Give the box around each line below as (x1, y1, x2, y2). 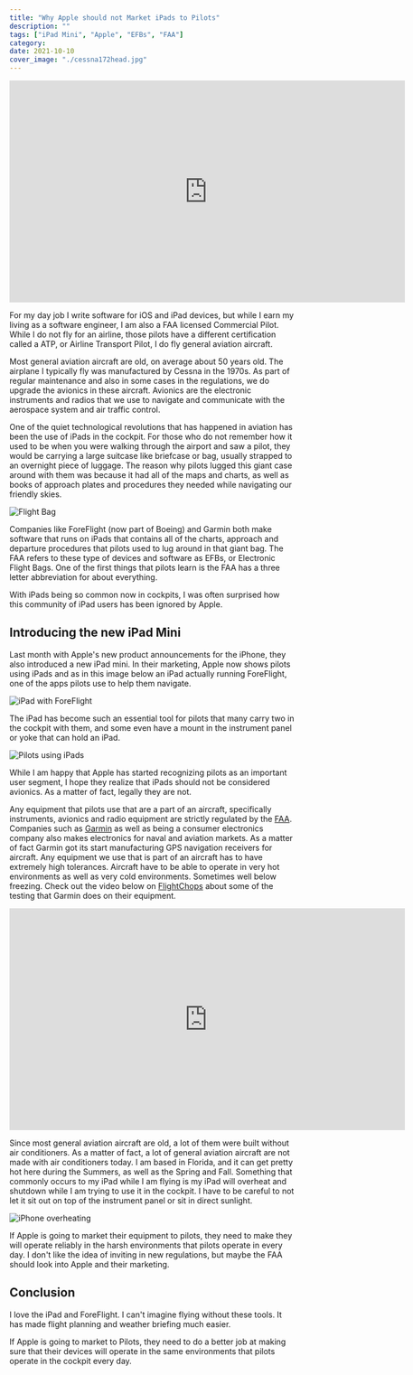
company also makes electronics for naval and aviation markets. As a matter (9, 832, 294, 843)
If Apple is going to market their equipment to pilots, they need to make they (9, 1230, 293, 1240)
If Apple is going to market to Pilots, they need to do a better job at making (9, 1336, 286, 1347)
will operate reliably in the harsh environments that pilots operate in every (9, 1239, 283, 1250)
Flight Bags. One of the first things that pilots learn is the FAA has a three (9, 562, 280, 573)
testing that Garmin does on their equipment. (9, 890, 176, 901)
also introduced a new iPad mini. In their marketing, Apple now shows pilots (9, 659, 291, 669)
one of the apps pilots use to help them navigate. (9, 678, 192, 688)
